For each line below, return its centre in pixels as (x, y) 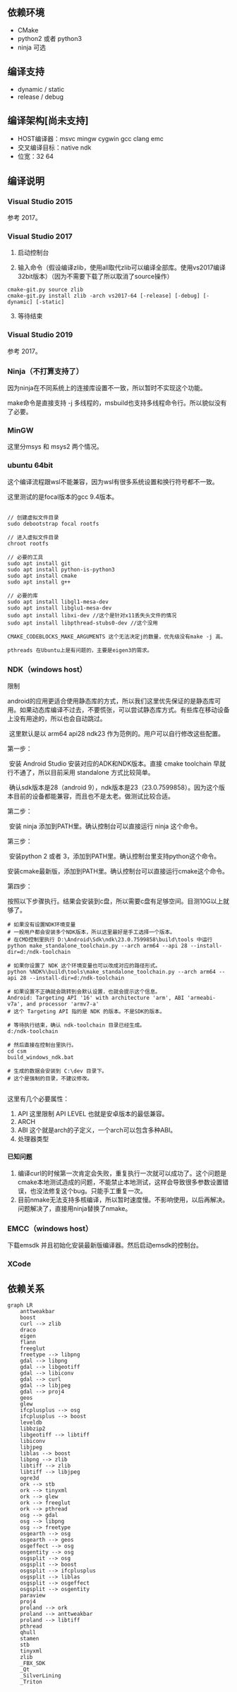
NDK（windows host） (47, 669)
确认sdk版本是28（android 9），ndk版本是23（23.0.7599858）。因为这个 (114, 787)
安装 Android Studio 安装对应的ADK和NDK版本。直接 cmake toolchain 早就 (117, 763)
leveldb (31, 1423)
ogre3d (30, 1478)
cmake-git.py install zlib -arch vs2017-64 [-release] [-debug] (104, 296)
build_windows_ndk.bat (41, 1057)
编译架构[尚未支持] (48, 121)
